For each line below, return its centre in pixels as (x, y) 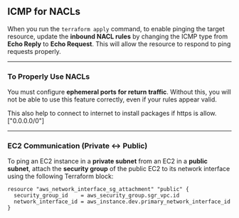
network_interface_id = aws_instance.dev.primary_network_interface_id (122, 202)
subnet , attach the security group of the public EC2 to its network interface (119, 169)
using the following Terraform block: (60, 176)
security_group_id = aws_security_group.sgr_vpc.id (97, 196)
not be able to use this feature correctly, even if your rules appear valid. (112, 99)
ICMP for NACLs (44, 12)
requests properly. (34, 51)
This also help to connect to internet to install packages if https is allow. (112, 114)
